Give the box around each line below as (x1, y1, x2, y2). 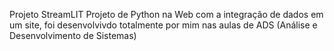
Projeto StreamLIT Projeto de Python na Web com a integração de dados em (9, 9, 324, 20)
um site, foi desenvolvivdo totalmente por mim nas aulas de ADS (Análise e (9, 19, 318, 31)
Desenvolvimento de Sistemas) (9, 30, 137, 41)
